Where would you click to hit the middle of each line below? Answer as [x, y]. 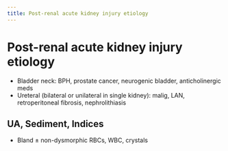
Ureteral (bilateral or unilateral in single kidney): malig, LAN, [101, 95]
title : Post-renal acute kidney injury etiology [78, 13]
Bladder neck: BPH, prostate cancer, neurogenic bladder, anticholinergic [119, 81]
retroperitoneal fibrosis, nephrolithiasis [72, 102]
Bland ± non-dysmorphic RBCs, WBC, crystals [83, 140]
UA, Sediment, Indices [55, 124]
